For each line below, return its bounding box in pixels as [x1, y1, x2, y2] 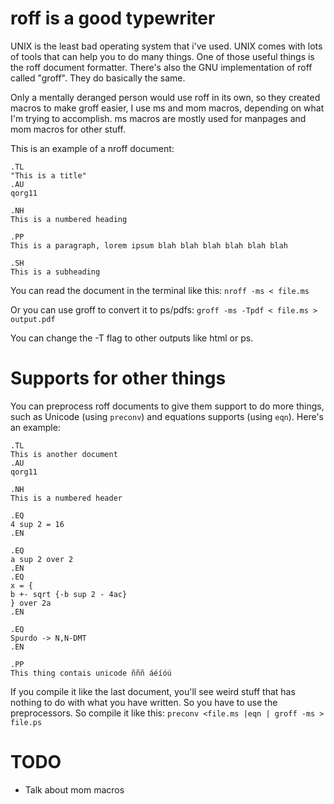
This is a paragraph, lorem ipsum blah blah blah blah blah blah [10, 240, 288, 251]
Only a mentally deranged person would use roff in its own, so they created [10, 91, 321, 103]
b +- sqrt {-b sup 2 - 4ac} [10, 589, 128, 599]
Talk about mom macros [24, 783, 125, 796]
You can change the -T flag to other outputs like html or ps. [10, 332, 254, 344]
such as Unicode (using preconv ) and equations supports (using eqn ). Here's [10, 410, 324, 422]
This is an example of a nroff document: [10, 142, 175, 154]
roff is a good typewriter [10, 7, 216, 30]
